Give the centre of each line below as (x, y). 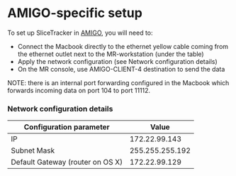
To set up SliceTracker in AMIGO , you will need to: (80, 33)
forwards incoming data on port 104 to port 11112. (79, 90)
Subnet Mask (33, 150)
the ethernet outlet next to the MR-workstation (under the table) (111, 54)
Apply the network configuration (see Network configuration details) (117, 61)
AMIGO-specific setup (75, 13)
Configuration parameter (67, 127)
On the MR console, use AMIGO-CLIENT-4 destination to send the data (121, 69)
